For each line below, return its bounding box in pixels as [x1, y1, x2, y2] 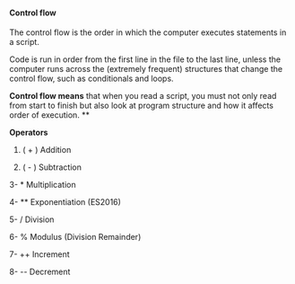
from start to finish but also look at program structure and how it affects [9, 100, 273, 111]
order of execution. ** [9, 110, 91, 120]
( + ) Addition [22, 145, 72, 155]
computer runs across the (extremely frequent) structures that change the [9, 64, 283, 75]
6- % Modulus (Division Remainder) [9, 232, 142, 243]
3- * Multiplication [9, 180, 76, 191]
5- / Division [9, 214, 55, 225]
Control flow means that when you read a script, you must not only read [9, 91, 277, 102]
